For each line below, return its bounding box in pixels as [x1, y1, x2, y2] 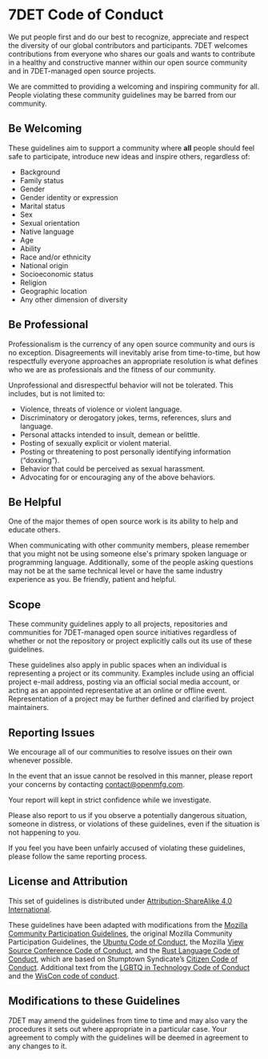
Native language [19, 227, 74, 236]
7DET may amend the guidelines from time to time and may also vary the [8, 1015, 248, 1025]
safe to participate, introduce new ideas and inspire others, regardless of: [8, 151, 250, 161]
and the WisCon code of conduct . [8, 971, 120, 981]
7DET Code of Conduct [8, 6, 164, 24]
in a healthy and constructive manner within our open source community [8, 58, 248, 67]
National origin [19, 260, 69, 270]
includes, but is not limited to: [8, 388, 106, 398]
